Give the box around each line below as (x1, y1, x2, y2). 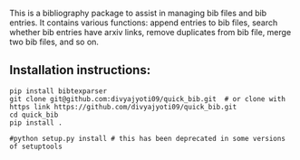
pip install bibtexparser (9, 86, 107, 96)
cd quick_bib (9, 110, 59, 119)
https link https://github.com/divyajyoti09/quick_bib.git (9, 102, 237, 111)
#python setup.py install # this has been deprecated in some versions (9, 134, 285, 143)
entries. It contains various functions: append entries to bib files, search (9, 17, 278, 28)
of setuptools (9, 142, 63, 151)
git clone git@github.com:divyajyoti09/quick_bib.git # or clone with (9, 94, 285, 103)
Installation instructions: (9, 62, 151, 78)
